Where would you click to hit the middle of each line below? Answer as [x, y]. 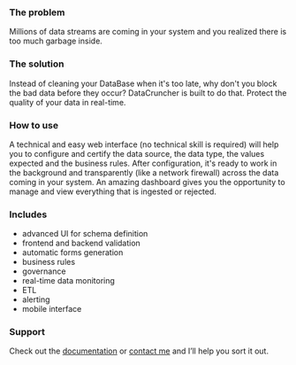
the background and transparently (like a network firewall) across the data [144, 172]
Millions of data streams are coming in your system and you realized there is [148, 32]
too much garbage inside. [56, 41]
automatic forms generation [72, 252]
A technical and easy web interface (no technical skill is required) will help [144, 144]
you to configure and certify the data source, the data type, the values [137, 153]
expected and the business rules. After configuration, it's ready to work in [143, 163]
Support [27, 332]
